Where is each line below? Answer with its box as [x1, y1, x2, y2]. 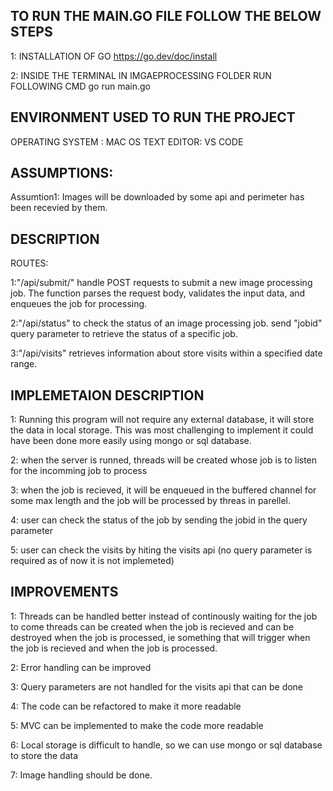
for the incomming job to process [10, 465, 148, 477]
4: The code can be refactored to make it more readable [10, 700, 242, 712]
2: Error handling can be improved [10, 661, 152, 673]
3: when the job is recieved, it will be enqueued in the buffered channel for [10, 484, 317, 496]
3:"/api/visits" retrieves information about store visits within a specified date [10, 347, 323, 359]
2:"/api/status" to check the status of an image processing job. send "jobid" [10, 317, 323, 329]
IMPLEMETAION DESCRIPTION [10, 387, 205, 404]
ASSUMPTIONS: [10, 165, 114, 182]
